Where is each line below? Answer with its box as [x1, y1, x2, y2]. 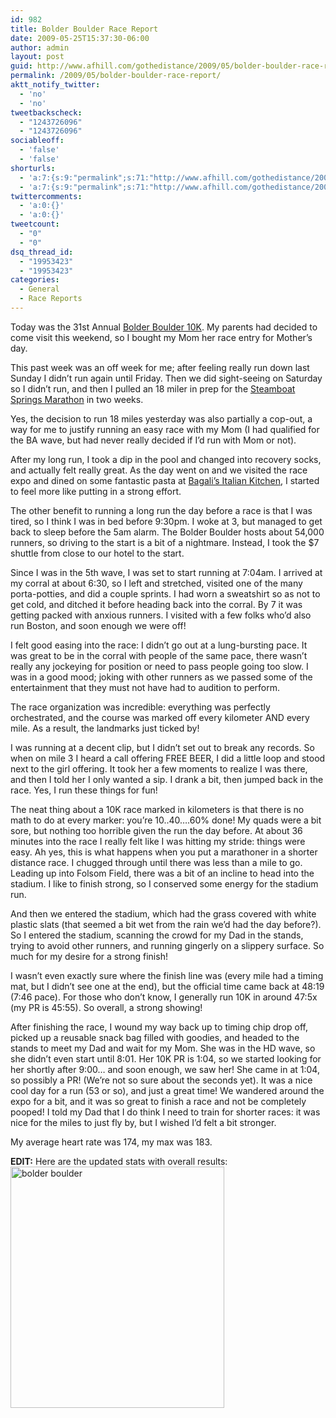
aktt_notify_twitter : [10, 80, 101, 90]
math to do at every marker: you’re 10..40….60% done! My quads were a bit [10, 814, 322, 826]
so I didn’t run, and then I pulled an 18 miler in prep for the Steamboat [10, 382, 296, 395]
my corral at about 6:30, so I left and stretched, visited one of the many [10, 577, 303, 589]
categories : [10, 275, 60, 285]
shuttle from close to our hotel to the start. [10, 547, 185, 559]
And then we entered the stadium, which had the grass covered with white [10, 907, 317, 920]
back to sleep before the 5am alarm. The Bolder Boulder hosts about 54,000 [10, 526, 325, 538]
